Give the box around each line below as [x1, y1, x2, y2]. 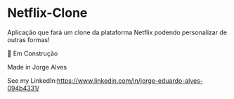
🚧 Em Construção [7, 49, 58, 58]
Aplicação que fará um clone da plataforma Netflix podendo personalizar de [7, 28, 227, 37]
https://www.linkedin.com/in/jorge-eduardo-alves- [56, 76, 204, 85]
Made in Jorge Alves [7, 62, 67, 71]
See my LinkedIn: [7, 76, 58, 85]
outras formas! [7, 35, 50, 44]
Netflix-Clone [7, 5, 88, 21]
